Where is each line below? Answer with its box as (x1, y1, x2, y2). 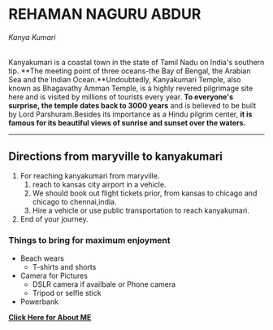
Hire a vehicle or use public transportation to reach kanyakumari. (32, 205, 250, 216)
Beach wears (19, 253, 65, 263)
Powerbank (19, 297, 59, 306)
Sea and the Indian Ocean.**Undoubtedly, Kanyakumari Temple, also (8, 75, 241, 85)
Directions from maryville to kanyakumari (8, 149, 223, 163)
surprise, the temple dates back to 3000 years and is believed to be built (8, 101, 257, 111)
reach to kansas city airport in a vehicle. (32, 180, 167, 190)
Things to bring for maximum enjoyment (8, 235, 171, 246)
